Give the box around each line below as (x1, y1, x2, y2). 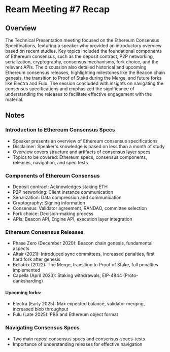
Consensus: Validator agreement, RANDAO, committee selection (12, 205, 147, 211)
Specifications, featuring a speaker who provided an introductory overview (5, 43, 162, 49)
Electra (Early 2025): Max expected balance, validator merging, (12, 301, 145, 307)
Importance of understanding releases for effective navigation (12, 341, 143, 347)
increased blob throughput (12, 306, 69, 312)
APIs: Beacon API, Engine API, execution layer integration (12, 216, 132, 222)
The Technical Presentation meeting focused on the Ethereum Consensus (5, 37, 160, 43)
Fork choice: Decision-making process (12, 210, 94, 217)
